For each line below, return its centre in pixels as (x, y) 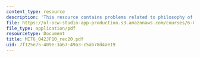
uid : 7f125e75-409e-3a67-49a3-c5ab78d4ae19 (61, 45)
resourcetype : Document (36, 34)
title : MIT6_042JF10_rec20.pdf (45, 39)
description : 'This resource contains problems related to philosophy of (100, 17)
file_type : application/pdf (41, 28)
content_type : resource (36, 12)
